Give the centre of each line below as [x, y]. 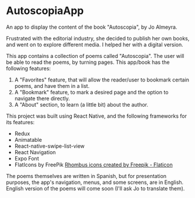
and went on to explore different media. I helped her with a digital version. [95, 45]
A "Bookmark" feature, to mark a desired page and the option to [91, 92]
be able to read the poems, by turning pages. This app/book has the [88, 62]
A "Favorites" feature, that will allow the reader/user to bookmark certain [102, 80]
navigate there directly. [42, 98]
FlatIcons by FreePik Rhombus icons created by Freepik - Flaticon [94, 165]
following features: [29, 68]
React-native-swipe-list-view [49, 146]
